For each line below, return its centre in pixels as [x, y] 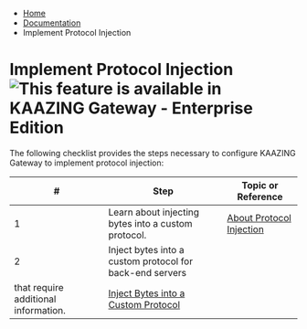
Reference [260, 196]
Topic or [260, 185]
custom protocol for [151, 261]
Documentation [52, 23]
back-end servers [148, 272]
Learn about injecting [153, 212]
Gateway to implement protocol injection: [87, 163]
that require [39, 287]
